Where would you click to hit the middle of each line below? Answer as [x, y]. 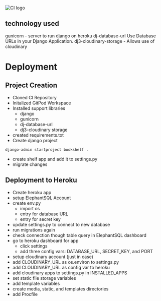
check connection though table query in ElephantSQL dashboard [79, 235]
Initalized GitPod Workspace [42, 103]
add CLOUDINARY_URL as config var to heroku [61, 267]
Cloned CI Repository [34, 97]
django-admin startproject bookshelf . [47, 149]
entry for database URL [44, 214]
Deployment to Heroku [41, 180]
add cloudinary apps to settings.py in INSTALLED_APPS [70, 273]
